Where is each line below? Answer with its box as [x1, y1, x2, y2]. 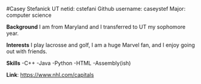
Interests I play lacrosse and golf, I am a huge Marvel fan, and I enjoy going [6, 42, 196, 48]
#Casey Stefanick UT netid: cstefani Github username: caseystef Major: [6, 5, 186, 12]
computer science [6, 11, 52, 19]
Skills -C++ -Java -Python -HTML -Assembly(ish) [6, 60, 131, 66]
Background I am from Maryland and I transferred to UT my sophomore [6, 24, 186, 30]
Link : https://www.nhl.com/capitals [6, 71, 94, 78]
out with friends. [6, 48, 47, 55]
